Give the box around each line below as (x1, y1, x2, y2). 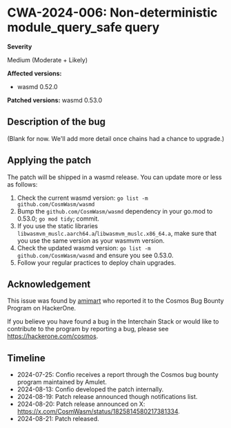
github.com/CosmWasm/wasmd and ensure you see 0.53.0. (17, 251, 174, 259)
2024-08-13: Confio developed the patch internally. (17, 385, 164, 393)
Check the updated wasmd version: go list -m (17, 243, 151, 252)
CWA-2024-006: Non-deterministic (7, 5, 218, 21)
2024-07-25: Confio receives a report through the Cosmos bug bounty (17, 371, 219, 379)
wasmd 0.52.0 (17, 82, 58, 91)
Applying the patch (7, 154, 92, 167)
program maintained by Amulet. (17, 378, 107, 387)
